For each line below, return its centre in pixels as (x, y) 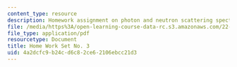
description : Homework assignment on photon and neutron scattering (110, 20)
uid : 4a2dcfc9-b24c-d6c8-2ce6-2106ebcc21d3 (72, 53)
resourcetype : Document (42, 40)
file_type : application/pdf (49, 33)
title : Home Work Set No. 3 (49, 46)
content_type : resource (42, 14)
